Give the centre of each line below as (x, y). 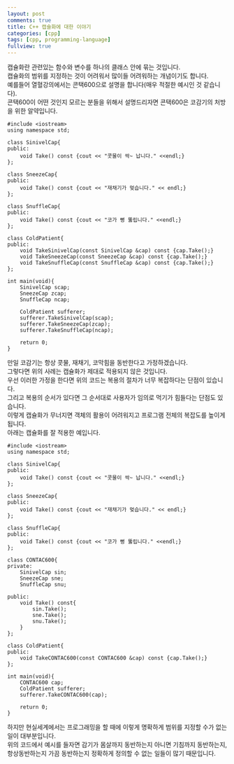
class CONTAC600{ (32, 560)
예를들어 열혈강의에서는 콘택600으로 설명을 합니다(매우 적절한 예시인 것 (105, 84)
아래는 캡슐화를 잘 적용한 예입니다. (54, 432)
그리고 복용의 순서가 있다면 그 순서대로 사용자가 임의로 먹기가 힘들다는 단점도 (112, 397)
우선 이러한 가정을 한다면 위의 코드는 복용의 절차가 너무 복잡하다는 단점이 (106, 380)
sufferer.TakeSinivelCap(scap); (67, 318)
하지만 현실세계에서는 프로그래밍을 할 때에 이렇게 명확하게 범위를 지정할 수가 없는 (117, 727)
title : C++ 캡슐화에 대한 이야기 (49, 27)
